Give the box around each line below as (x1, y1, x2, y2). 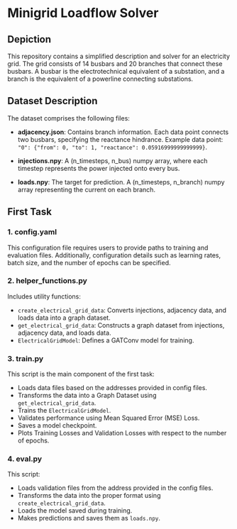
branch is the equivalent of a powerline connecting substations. (7, 74, 194, 83)
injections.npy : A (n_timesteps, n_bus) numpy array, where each (17, 156, 208, 165)
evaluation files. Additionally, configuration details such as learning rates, (7, 250, 221, 260)
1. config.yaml (7, 227, 57, 237)
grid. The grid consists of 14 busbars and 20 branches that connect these (7, 60, 223, 68)
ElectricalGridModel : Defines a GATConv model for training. (17, 335, 194, 345)
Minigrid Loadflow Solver (7, 5, 159, 21)
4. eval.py (7, 454, 43, 464)
